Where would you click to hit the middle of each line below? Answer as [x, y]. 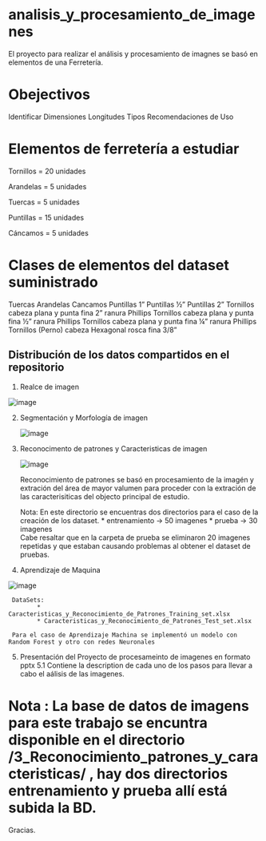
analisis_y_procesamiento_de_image [132, 15]
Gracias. [22, 830]
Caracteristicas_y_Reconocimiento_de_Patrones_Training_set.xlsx [119, 614]
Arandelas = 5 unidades [48, 186]
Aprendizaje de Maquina [60, 569]
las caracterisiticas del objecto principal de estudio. [105, 496]
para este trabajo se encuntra [108, 722]
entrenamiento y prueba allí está [118, 790]
